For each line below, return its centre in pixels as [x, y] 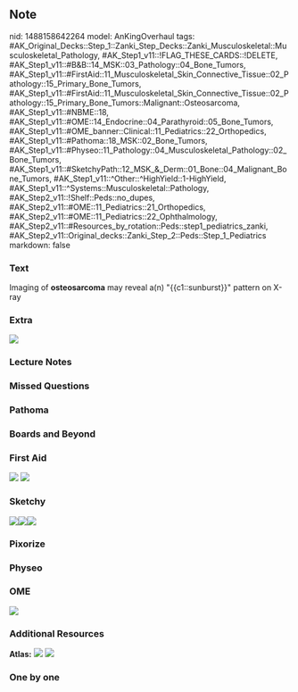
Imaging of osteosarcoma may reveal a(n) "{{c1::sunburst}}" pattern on [141, 288]
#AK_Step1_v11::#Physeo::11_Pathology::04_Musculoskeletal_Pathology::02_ [148, 150]
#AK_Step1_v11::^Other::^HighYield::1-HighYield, [140, 179]
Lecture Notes [41, 363]
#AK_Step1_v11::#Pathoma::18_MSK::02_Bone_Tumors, [108, 140]
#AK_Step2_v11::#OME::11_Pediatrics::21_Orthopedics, [108, 207]
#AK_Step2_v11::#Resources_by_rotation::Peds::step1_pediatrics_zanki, [139, 226]
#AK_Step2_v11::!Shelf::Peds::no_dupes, [82, 197]
